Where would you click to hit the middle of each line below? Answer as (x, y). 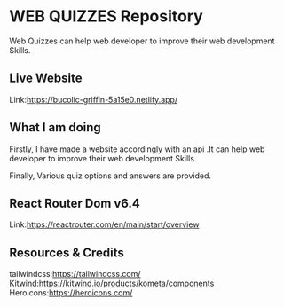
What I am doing (55, 127)
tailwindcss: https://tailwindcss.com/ (75, 274)
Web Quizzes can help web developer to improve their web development (142, 41)
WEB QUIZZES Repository (106, 16)
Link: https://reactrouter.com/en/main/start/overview (104, 224)
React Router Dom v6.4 (75, 203)
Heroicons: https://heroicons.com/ (71, 293)
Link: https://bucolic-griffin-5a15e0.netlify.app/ (94, 99)
